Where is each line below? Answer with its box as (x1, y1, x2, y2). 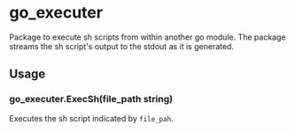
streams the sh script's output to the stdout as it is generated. (9, 40, 235, 51)
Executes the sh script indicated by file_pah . (9, 113, 175, 123)
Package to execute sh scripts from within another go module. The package (9, 32, 286, 42)
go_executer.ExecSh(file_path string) (9, 93, 174, 106)
